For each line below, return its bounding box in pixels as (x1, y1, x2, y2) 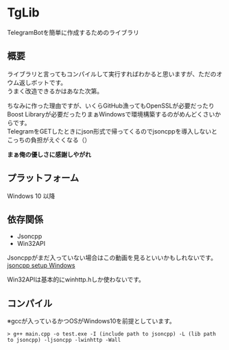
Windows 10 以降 (7, 192, 56, 200)
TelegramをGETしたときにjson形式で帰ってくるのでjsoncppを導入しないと (7, 127, 218, 135)
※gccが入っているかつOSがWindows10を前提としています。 (7, 317, 176, 325)
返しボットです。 (19, 78, 67, 86)
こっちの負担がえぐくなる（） (7, 136, 91, 144)
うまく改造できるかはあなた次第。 (7, 87, 104, 95)
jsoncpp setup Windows (7, 262, 75, 270)
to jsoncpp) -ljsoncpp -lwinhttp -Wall (7, 337, 121, 344)
